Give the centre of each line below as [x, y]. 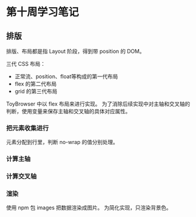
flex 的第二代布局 [36, 84]
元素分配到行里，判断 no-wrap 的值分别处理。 [62, 142]
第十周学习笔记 [43, 12]
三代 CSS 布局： [26, 64]
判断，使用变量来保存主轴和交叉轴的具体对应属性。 [68, 111]
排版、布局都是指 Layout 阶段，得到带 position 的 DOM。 [75, 51]
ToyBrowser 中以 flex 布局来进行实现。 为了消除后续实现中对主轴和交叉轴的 [98, 104]
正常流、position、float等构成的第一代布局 [66, 76]
